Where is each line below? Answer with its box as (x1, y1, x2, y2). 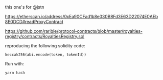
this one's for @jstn (5, 4, 45, 10)
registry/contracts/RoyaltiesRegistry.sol (5, 34, 85, 39)
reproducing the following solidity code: (5, 43, 86, 48)
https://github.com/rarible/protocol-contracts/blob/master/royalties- (5, 28, 143, 34)
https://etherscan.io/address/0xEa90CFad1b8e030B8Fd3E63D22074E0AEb (5, 14, 158, 19)
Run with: (5, 61, 24, 66)
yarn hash (5, 70, 25, 75)
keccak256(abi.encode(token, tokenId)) (5, 52, 87, 57)
